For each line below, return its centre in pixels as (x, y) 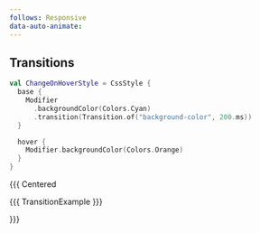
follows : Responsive (48, 18)
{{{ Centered (33, 184)
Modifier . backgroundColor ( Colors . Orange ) (104, 150)
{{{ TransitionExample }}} (56, 202)
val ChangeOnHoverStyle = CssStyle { (80, 84)
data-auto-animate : (46, 26)
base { (30, 92)
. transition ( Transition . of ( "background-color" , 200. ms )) (143, 117)
